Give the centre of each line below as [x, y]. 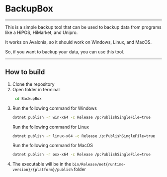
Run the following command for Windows [54, 108]
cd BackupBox [28, 98]
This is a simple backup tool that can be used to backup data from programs [83, 27]
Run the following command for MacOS [53, 146]
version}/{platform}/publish [42, 170]
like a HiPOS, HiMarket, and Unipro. [42, 32]
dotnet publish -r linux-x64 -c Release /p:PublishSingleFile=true [83, 136]
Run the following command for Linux [51, 127]
